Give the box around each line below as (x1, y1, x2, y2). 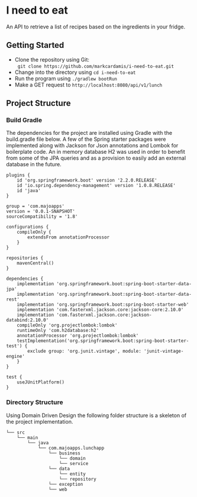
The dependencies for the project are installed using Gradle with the (6, 130, 173, 137)
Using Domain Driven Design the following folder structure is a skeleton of (6, 412, 187, 419)
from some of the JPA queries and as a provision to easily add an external (6, 154, 186, 162)
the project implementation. (6, 418, 73, 425)
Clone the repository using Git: (14, 56, 90, 63)
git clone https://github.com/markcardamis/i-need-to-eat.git (17, 63, 175, 69)
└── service (59, 460, 89, 466)
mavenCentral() (17, 260, 54, 266)
